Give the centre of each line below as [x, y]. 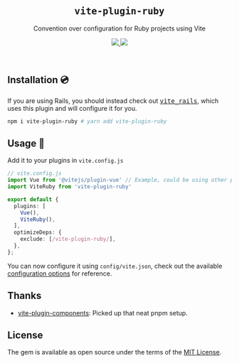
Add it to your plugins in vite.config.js [65, 161]
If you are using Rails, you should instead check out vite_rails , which [113, 101]
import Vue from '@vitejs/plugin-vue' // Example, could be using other [117, 180]
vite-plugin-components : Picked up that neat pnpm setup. [103, 313]
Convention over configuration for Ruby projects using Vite [119, 28]
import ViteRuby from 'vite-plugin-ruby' [70, 187]
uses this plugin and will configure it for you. [72, 108]
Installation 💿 [38, 80]
